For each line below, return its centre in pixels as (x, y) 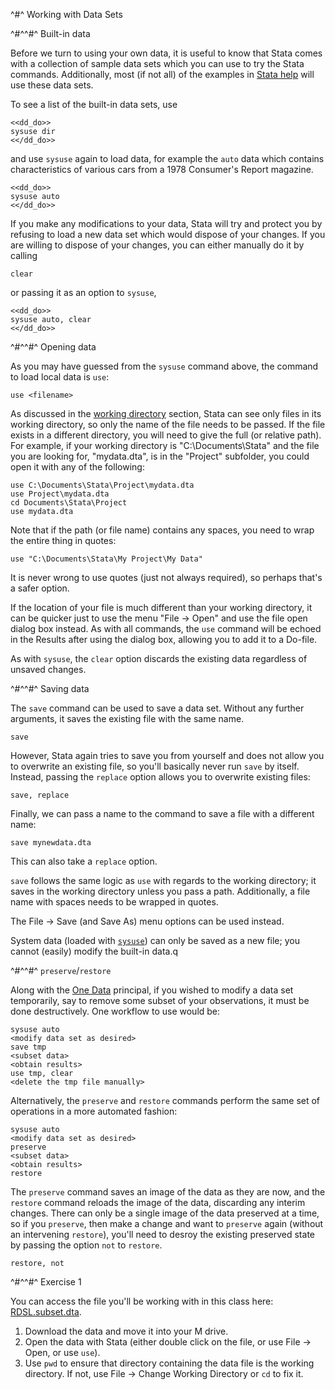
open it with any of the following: (77, 467)
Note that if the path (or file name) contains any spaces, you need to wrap (162, 530)
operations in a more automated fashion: (94, 1111)
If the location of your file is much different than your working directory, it (161, 607)
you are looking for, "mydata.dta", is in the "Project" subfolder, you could (160, 456)
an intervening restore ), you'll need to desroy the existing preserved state (162, 1234)
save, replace (40, 795)
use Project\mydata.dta (60, 494)
